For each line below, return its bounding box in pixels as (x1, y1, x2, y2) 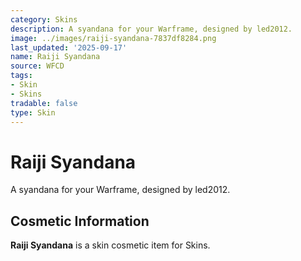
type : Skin (10, 107, 56, 118)
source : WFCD (10, 61, 65, 71)
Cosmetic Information (10, 212, 150, 230)
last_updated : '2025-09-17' (10, 42, 128, 53)
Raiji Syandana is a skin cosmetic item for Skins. (10, 239, 211, 251)
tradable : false (10, 98, 78, 108)
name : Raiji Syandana (10, 52, 101, 62)
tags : (10, 71, 33, 81)
